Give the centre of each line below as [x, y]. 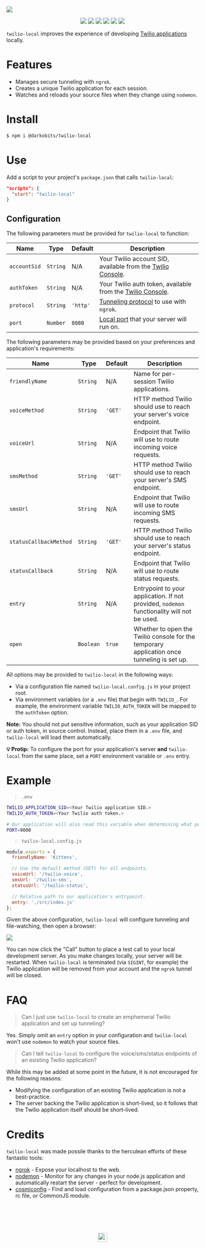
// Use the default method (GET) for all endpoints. [80, 868]
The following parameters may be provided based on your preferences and [101, 342]
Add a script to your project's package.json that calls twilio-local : [90, 177]
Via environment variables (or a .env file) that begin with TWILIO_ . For [102, 700]
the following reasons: [34, 1079]
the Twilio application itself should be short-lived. [77, 1110]
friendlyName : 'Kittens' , [45, 857]
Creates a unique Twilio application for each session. [81, 88]
